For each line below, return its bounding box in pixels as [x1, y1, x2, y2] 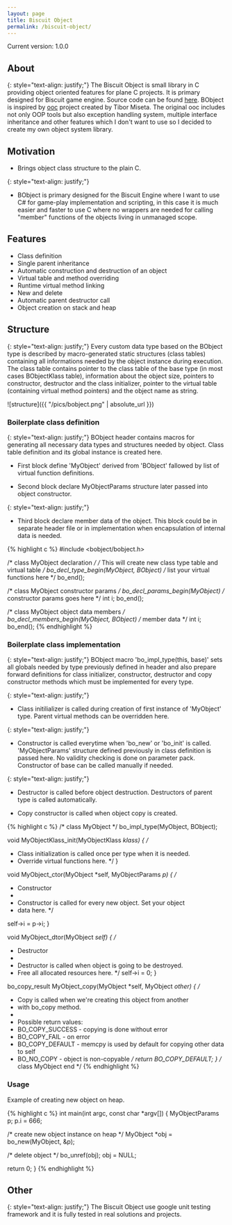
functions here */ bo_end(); [7, 573, 85, 581]
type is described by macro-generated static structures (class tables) [7, 349, 206, 358]
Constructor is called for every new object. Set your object [17, 899, 185, 907]
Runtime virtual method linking [17, 281, 105, 290]
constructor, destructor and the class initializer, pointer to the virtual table [7, 379, 217, 387]
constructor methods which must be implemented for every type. [7, 678, 194, 686]
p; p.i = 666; [7, 1116, 43, 1125]
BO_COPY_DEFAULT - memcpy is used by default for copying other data [17, 1040, 224, 1048]
